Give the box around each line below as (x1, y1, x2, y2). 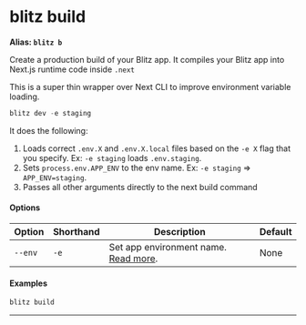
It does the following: (9, 125, 88, 136)
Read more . (108, 252, 158, 265)
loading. (9, 91, 40, 102)
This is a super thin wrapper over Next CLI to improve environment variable (9, 81, 291, 92)
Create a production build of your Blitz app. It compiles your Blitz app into (9, 54, 285, 65)
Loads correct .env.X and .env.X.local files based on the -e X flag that (22, 143, 291, 154)
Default (259, 226, 292, 239)
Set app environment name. (108, 241, 228, 254)
